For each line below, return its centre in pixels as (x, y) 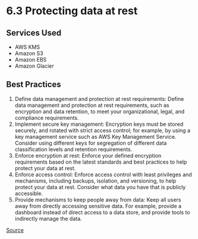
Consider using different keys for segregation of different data (91, 143)
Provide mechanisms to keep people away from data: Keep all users (98, 199)
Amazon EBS (31, 60)
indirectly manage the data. (48, 218)
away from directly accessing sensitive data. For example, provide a (98, 206)
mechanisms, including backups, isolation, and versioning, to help (95, 181)
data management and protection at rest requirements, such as (92, 105)
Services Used (34, 33)
